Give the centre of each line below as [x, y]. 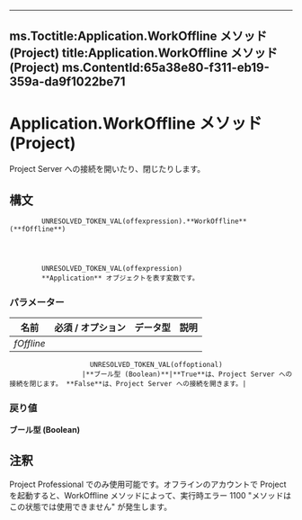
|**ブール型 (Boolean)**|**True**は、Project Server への [187, 374]
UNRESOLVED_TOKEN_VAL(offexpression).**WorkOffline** [144, 221]
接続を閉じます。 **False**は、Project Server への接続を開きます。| [128, 384]
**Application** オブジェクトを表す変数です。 [120, 278]
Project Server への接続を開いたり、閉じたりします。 [107, 169]
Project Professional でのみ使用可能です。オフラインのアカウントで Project [148, 484]
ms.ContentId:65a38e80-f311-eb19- [165, 68]
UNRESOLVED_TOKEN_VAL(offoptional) [156, 365]
